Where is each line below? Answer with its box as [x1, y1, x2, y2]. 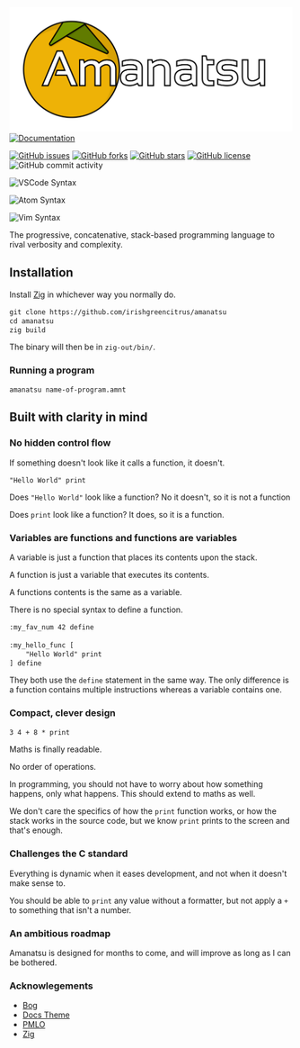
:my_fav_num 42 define [9, 623, 94, 632]
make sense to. [9, 877, 66, 889]
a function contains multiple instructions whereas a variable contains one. [9, 684, 283, 695]
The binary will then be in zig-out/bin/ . [9, 341, 155, 352]
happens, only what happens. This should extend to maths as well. [9, 789, 256, 800]
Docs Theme [22, 1009, 70, 1020]
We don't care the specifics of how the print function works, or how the [9, 806, 277, 817]
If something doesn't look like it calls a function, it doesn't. [9, 457, 225, 468]
